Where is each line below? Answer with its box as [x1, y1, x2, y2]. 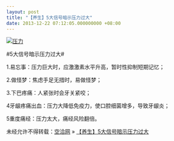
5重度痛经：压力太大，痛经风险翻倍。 [6, 115, 100, 122]
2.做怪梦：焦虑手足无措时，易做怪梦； [6, 77, 102, 84]
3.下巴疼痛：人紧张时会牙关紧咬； [6, 89, 91, 97]
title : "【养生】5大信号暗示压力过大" [6, 15, 93, 21]
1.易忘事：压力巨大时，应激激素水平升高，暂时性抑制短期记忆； [6, 63, 165, 70]
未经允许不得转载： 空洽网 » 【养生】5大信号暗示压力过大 [6, 128, 149, 136]
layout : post [6, 9, 40, 15]
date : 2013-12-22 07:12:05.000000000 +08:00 [6, 20, 121, 26]
